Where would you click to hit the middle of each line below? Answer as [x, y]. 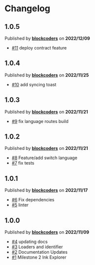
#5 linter [20, 205]
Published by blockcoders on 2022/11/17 [46, 190]
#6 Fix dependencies [33, 200]
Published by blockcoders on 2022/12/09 [47, 38]
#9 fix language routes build [40, 121]
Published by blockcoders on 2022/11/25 [47, 75]
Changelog [27, 9]
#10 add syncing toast [34, 84]
